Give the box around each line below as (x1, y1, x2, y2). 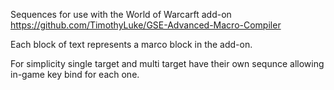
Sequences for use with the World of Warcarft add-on (10, 9, 232, 20)
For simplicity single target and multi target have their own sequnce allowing (10, 58, 325, 69)
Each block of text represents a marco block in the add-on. (10, 39, 253, 50)
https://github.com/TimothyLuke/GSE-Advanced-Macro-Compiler (10, 19, 282, 31)
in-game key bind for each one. (10, 69, 140, 80)
